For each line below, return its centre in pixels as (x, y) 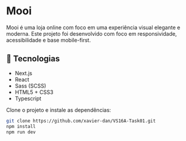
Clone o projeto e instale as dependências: (59, 110)
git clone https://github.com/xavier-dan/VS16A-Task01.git (81, 121)
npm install (21, 126)
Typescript (28, 98)
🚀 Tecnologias (33, 59)
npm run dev (21, 132)
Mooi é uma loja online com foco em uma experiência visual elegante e (93, 27)
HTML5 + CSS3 (34, 92)
